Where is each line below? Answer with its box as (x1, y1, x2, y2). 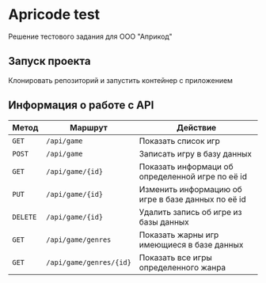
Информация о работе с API (8, 99, 154, 112)
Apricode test (8, 6, 101, 24)
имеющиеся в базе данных (139, 239, 244, 250)
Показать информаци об (139, 160, 234, 172)
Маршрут (70, 122, 108, 133)
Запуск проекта (8, 55, 91, 68)
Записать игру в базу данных (139, 148, 252, 159)
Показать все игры (139, 251, 212, 262)
